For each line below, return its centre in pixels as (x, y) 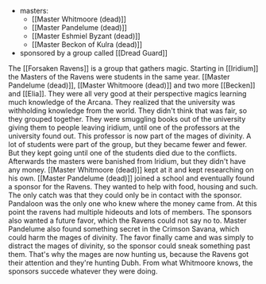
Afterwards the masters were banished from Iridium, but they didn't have (127, 161)
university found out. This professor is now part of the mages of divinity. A (130, 136)
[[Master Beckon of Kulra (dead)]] (87, 45)
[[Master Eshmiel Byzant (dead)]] (86, 36)
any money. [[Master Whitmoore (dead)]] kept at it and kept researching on (131, 170)
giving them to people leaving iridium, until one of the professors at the (124, 127)
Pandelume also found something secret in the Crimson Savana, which (124, 229)
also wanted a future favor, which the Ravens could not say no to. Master (127, 220)
